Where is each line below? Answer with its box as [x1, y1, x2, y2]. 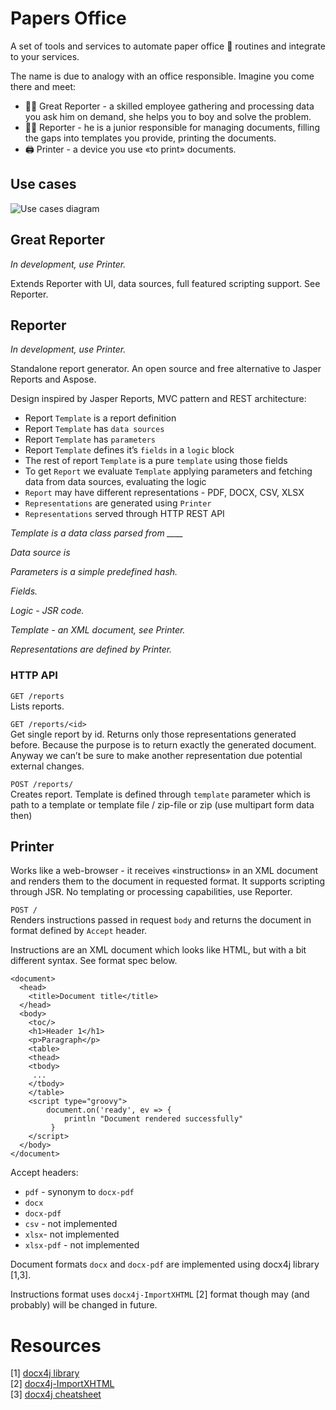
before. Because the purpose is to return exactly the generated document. [10, 738, 317, 751]
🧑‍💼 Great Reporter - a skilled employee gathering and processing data [24, 100, 315, 112]
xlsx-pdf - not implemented [24, 1239, 140, 1251]
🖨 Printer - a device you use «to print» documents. [24, 143, 237, 155]
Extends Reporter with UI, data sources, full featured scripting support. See [10, 277, 321, 289]
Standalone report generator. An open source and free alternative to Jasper [10, 363, 322, 375]
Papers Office [10, 7, 127, 30]
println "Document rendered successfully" [63, 1114, 244, 1124]
